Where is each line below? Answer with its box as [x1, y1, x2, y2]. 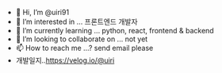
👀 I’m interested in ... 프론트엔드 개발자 [15, 17, 138, 26]
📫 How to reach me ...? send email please [15, 44, 154, 52]
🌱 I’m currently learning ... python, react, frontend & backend [15, 26, 214, 35]
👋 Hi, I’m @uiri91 [15, 8, 70, 17]
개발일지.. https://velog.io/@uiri [15, 56, 115, 65]
